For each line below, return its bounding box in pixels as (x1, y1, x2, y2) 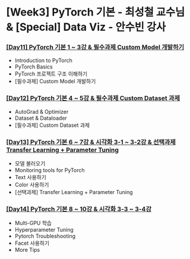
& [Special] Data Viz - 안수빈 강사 (6, 20, 166, 34)
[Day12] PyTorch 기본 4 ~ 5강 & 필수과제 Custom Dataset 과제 (6, 94, 180, 102)
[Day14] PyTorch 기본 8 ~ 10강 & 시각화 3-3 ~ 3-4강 (6, 205, 151, 213)
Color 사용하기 (14, 181, 49, 188)
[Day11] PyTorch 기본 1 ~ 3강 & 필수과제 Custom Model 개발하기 (6, 43, 184, 51)
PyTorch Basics (14, 63, 53, 70)
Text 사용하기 (14, 174, 46, 181)
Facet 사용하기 (14, 239, 49, 247)
